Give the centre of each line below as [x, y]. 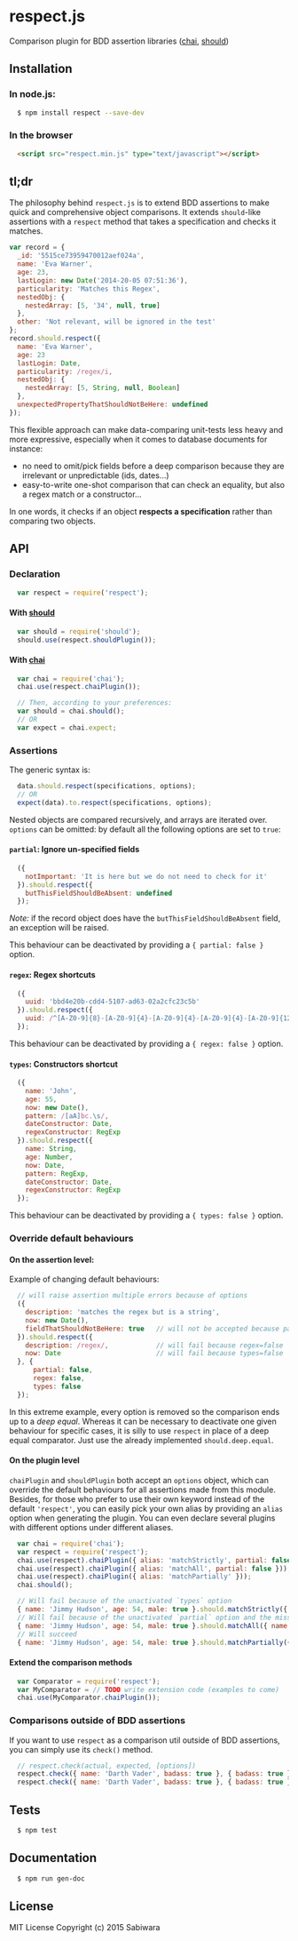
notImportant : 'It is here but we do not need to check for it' [146, 876]
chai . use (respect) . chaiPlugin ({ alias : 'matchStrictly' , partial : [142, 1560]
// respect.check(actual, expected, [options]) [107, 1766]
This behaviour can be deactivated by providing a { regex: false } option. [146, 1043]
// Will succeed [47, 1634]
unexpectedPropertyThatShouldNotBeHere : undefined [113, 405]
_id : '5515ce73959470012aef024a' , [81, 256]
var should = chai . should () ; [71, 711]
